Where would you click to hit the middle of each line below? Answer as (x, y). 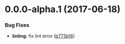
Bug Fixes (17, 25)
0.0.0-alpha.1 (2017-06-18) (63, 9)
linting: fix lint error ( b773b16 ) (44, 36)
